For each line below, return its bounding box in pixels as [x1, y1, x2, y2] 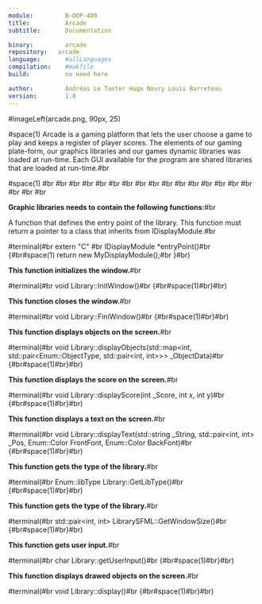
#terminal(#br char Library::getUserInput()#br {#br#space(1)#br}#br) [8, 556, 234, 565]
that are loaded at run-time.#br [8, 163, 110, 172]
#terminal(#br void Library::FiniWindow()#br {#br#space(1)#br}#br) [8, 312, 229, 321]
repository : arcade [8, 48, 80, 56]
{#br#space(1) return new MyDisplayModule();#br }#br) [8, 250, 191, 259]
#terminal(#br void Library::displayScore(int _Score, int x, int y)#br [8, 390, 225, 400]
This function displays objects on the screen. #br [8, 327, 172, 336]
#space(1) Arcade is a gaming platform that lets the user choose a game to [8, 129, 252, 139]
